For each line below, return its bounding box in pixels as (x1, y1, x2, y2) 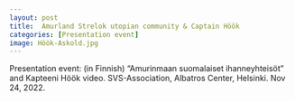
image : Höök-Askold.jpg (9, 38, 99, 48)
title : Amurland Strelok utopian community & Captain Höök (9, 22, 241, 31)
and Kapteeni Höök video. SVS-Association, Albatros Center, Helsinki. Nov (9, 73, 286, 84)
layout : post (9, 13, 59, 23)
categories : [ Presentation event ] (9, 30, 140, 39)
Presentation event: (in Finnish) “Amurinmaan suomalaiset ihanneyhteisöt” (9, 63, 284, 74)
